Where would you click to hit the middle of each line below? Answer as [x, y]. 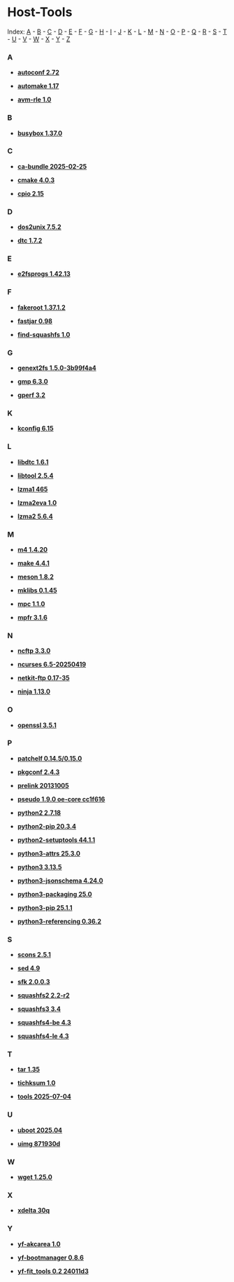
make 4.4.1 [34, 563]
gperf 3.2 [31, 395]
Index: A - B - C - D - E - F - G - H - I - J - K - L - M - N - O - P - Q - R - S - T [117, 32]
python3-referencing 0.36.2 [59, 921]
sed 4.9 [29, 968]
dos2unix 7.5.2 [39, 227]
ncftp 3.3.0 [34, 651]
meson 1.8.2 [35, 577]
